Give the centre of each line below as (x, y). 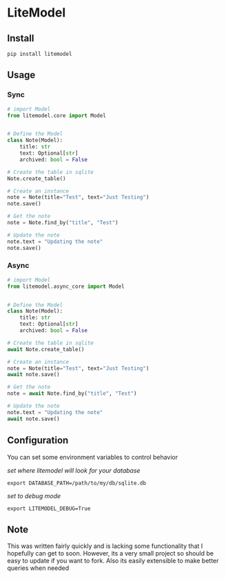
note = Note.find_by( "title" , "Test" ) (63, 223)
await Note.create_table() (46, 349)
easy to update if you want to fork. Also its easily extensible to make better (113, 561)
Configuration (38, 441)
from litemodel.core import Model (57, 115)
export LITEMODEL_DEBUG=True (49, 509)
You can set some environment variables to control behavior (93, 457)
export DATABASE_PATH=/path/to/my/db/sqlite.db (77, 483)
